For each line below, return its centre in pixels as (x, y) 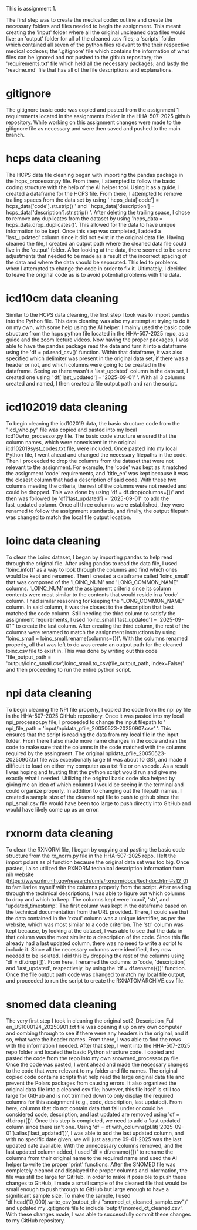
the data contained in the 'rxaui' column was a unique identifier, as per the (96, 918)
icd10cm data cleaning (62, 299)
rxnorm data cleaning (60, 833)
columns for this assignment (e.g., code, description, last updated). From (94, 1102)
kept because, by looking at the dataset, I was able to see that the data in (94, 930)
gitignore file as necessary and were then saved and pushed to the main (93, 128)
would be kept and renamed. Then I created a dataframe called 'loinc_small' (98, 576)
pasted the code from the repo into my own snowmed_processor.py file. (93, 1058)
